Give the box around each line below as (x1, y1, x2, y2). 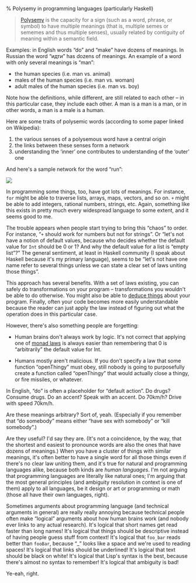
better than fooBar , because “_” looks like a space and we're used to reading (6, 540, 191, 547)
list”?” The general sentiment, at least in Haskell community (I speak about (6, 250, 185, 256)
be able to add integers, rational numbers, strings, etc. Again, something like (6, 201, 190, 207)
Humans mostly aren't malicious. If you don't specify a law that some (14, 358, 181, 364)
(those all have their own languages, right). (6, 491, 109, 498)
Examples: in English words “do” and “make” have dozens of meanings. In (6, 46, 184, 53)
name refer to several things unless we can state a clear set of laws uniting (6, 262, 187, 269)
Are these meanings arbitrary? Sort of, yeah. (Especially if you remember (6, 411, 182, 418)
